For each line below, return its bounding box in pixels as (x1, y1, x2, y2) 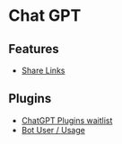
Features (8, 41, 59, 57)
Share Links (21, 65, 65, 76)
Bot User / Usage (21, 124, 86, 135)
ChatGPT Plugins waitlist (21, 114, 113, 126)
